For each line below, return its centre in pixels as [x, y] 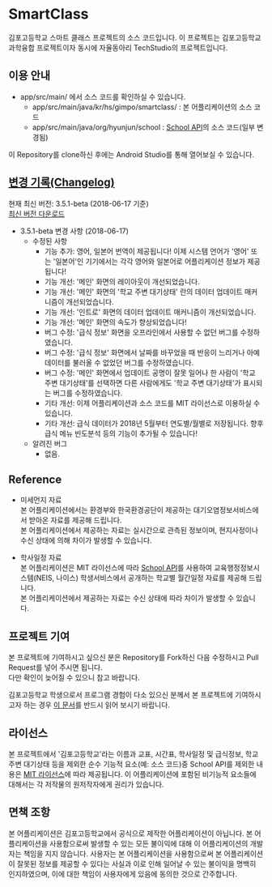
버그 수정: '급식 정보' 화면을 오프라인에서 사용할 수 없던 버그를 [141, 332]
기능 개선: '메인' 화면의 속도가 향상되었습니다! [116, 322]
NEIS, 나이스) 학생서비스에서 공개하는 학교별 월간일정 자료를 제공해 [141, 578]
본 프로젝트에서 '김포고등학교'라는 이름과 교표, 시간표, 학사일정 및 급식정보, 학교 [134, 754]
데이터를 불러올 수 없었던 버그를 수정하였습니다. [119, 362]
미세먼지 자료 [41, 500]
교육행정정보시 [237, 568]
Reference [35, 479]
